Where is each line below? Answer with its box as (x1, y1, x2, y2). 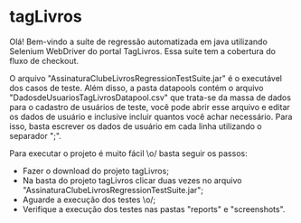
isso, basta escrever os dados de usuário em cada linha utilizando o (9, 120, 262, 132)
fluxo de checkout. (9, 55, 80, 66)
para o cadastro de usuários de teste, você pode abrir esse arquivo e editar (9, 101, 291, 112)
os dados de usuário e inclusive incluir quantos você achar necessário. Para (9, 111, 293, 122)
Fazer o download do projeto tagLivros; (22, 165, 170, 176)
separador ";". (9, 130, 61, 141)
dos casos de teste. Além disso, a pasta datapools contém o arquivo (9, 82, 264, 93)
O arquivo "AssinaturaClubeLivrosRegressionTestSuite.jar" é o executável (9, 72, 283, 83)
